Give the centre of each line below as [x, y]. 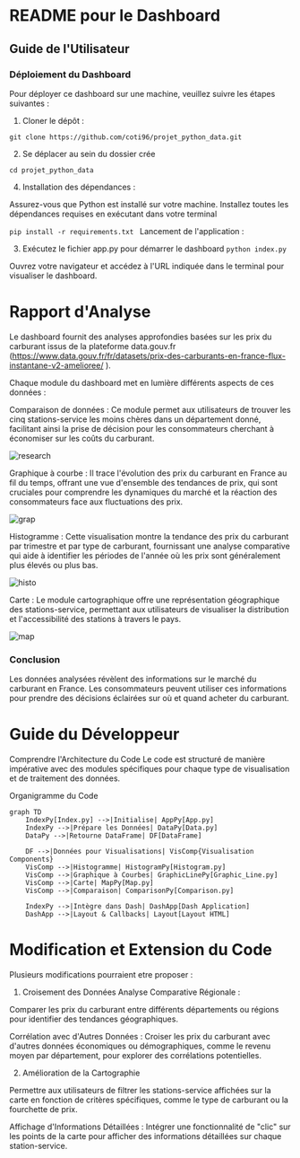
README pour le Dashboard [115, 16]
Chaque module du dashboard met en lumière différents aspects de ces [142, 382]
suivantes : [29, 103]
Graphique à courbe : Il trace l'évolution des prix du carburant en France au [148, 473]
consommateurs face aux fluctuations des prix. [96, 501]
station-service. [39, 1145]
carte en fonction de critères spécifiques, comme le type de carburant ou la [149, 1100]
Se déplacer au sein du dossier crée [89, 154]
